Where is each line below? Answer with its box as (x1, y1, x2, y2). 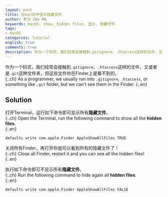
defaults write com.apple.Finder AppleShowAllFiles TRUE (5, 136, 126, 141)
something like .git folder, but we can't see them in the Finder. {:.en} (5, 81, 147, 87)
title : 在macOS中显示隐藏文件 (5, 12, 62, 17)
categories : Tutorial (5, 36, 50, 41)
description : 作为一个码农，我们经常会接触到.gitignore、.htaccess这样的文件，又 (5, 49, 162, 54)
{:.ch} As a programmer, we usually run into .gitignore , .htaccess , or (5, 76, 148, 82)
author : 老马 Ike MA (5, 17, 46, 22)
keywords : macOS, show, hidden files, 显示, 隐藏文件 (5, 21, 115, 27)
